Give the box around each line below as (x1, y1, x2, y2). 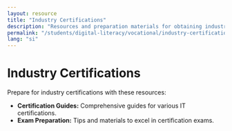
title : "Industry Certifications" (7, 17, 107, 23)
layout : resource (7, 10, 57, 17)
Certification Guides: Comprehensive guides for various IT (17, 101, 186, 110)
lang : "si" (7, 36, 39, 43)
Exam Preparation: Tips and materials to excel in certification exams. (17, 117, 214, 125)
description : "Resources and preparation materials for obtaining (7, 23, 202, 30)
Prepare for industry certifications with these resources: (7, 88, 167, 97)
